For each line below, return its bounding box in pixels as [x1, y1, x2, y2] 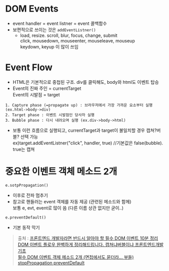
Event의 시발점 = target [12, 91, 60, 97]
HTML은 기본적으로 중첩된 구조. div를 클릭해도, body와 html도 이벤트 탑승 [12, 79, 159, 85]
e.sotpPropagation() [5, 183, 49, 188]
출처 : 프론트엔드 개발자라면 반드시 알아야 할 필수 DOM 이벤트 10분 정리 [17, 235, 158, 241]
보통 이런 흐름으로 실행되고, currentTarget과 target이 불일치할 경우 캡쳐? [12, 127, 157, 133]
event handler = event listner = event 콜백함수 [12, 20, 107, 26]
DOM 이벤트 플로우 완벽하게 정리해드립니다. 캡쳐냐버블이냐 [17, 241, 134, 247]
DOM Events [5, 3, 59, 15]
